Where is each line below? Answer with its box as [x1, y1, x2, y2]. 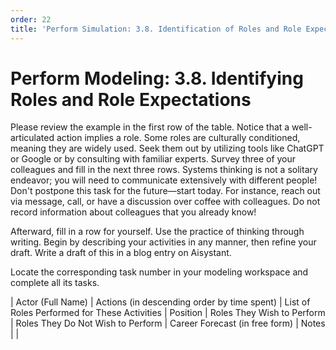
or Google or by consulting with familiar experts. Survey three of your [10, 153, 297, 165]
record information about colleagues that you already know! [10, 206, 257, 218]
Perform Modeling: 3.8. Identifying [10, 67, 304, 90]
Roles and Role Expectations [10, 88, 252, 111]
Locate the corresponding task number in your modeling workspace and [10, 266, 309, 278]
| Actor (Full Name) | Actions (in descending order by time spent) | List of [10, 296, 311, 308]
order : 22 [10, 14, 52, 25]
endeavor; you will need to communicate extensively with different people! [10, 174, 318, 186]
